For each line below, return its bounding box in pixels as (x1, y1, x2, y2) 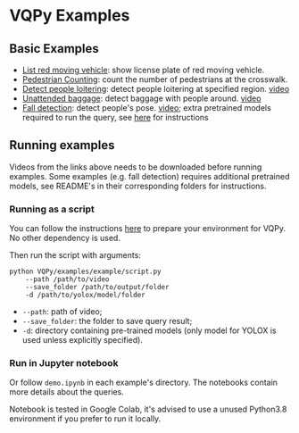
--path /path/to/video (25, 275, 110, 284)
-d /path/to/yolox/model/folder (25, 291, 145, 300)
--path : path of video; (21, 306, 103, 317)
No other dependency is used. (9, 233, 120, 244)
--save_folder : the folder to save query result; (21, 316, 193, 327)
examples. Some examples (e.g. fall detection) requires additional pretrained (9, 171, 290, 181)
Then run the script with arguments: (9, 250, 141, 261)
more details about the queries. (9, 387, 125, 397)
